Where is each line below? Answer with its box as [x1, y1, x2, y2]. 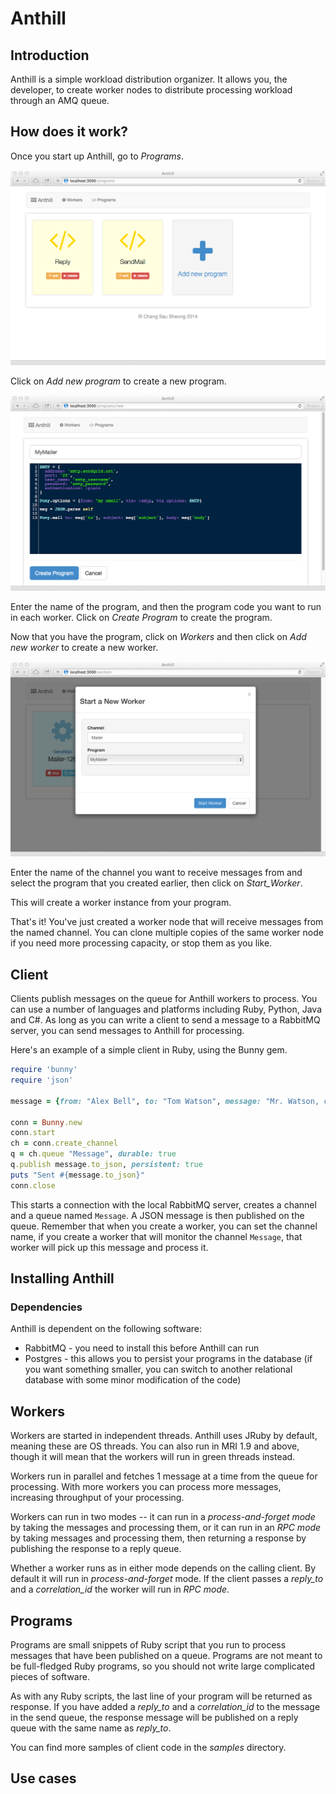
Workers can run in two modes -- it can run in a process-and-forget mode [10, 1511, 316, 1523]
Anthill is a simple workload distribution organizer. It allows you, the [10, 73, 288, 85]
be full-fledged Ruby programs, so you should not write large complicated [10, 1660, 315, 1672]
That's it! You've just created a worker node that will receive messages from [10, 916, 324, 928]
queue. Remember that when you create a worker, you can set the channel [10, 1220, 318, 1232]
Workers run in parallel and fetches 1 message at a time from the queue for [10, 1470, 318, 1482]
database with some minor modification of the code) [24, 1374, 242, 1386]
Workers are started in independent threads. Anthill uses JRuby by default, [10, 1430, 318, 1442]
